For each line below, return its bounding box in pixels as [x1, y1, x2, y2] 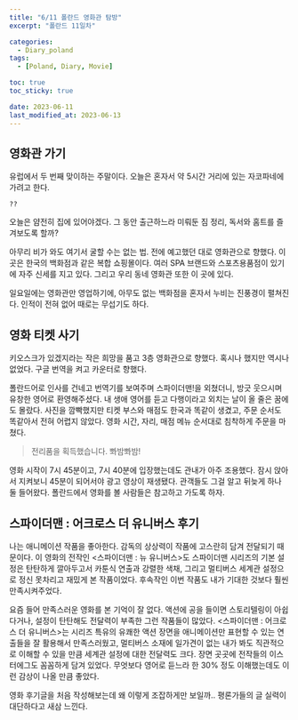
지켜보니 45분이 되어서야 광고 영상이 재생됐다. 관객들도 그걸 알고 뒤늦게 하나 [18, 476, 282, 487]
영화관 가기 [9, 146, 67, 161]
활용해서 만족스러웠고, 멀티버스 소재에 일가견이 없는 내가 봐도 [42, 637, 254, 648]
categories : [9, 37, 53, 46]
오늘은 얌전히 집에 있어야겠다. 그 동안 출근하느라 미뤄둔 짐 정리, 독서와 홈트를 [9, 217, 275, 228]
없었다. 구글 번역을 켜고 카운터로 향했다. [9, 364, 147, 374]
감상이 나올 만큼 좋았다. [18, 670, 100, 681]
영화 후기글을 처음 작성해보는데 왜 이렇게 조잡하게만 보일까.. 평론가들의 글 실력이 [9, 690, 287, 700]
